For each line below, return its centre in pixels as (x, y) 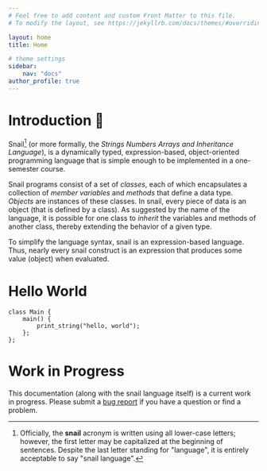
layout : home (30, 37)
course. (53, 169)
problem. (23, 411)
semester (24, 169)
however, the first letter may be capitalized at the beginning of (122, 442)
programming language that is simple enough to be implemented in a (121, 160)
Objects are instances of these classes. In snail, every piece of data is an (128, 201)
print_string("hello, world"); (89, 326)
